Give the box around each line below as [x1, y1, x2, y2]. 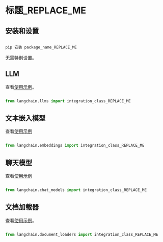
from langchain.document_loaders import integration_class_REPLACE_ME [5, 232, 158, 237]
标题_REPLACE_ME [5, 5, 87, 16]
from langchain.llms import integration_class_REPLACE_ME [5, 98, 131, 103]
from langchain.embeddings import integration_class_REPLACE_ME [5, 143, 145, 148]
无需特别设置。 [5, 55, 37, 61]
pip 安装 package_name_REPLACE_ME [5, 45, 77, 50]
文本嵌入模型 [5, 114, 46, 122]
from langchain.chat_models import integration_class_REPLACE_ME [5, 187, 147, 193]
